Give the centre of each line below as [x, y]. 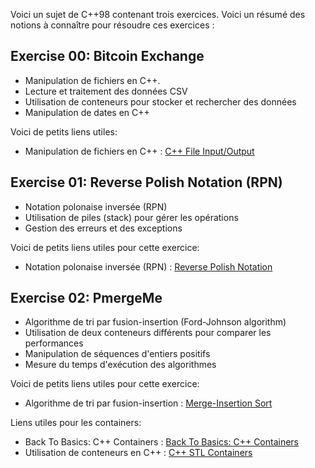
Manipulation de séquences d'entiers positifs [117, 354]
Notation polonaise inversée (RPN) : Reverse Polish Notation [148, 266]
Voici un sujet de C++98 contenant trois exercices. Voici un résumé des [158, 14]
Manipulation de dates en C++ [87, 112]
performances [54, 343]
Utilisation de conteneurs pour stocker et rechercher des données [160, 101]
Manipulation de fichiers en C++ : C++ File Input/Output [139, 151]
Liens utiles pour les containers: [76, 423]
